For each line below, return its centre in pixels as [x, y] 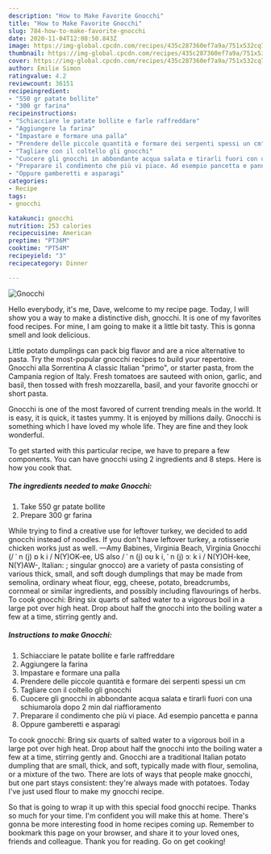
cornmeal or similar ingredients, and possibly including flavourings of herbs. [135, 591]
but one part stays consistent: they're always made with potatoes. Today [129, 782]
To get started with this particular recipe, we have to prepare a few [119, 450]
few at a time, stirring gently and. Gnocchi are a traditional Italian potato [127, 757]
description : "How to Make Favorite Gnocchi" [86, 16]
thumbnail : [27, 53]
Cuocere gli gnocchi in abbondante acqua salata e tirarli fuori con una [136, 698]
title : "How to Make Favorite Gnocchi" [75, 23]
